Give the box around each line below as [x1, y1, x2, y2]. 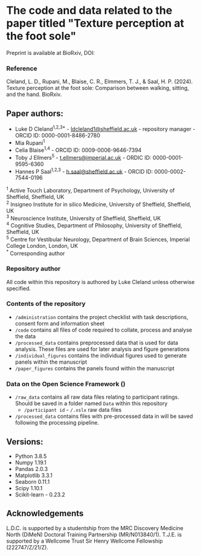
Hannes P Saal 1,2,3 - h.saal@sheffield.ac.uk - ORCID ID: [14, 166, 153, 175]
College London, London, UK [6, 242, 78, 249]
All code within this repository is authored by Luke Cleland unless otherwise [6, 278, 195, 285]
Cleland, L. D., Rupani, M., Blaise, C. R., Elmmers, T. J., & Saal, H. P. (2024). [6, 78, 193, 85]
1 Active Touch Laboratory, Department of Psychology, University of [6, 186, 175, 194]
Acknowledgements [6, 508, 84, 519]
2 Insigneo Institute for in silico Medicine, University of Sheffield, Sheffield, [6, 200, 192, 208]
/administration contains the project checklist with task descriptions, [14, 313, 188, 320]
